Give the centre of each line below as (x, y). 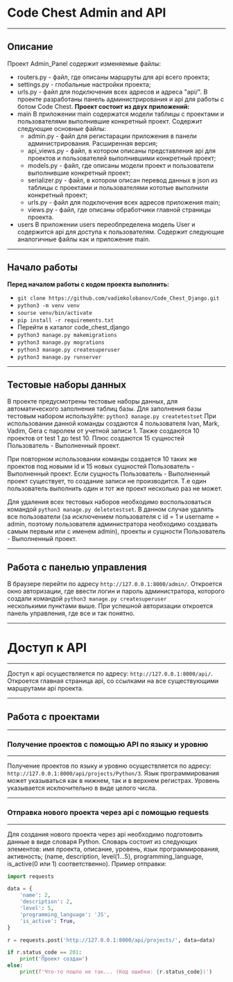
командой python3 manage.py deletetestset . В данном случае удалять (111, 509)
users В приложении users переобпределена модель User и (106, 224)
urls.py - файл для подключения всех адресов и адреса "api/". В (112, 92)
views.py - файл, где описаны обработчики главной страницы (119, 209)
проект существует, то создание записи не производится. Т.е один (107, 481)
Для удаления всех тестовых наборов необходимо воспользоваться (109, 502)
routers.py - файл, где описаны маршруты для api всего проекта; (113, 77)
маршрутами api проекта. (45, 689)
